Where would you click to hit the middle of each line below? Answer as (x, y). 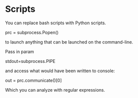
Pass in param (20, 51)
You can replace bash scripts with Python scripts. (56, 23)
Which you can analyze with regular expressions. (55, 90)
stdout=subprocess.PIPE (30, 61)
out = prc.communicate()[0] (33, 80)
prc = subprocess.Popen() (32, 32)
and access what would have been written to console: (60, 71)
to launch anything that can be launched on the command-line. (69, 42)
